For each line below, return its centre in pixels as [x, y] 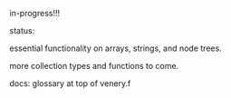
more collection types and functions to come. [94, 66]
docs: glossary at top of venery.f [70, 83]
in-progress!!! [35, 13]
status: [22, 30]
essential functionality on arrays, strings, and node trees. [115, 48]
